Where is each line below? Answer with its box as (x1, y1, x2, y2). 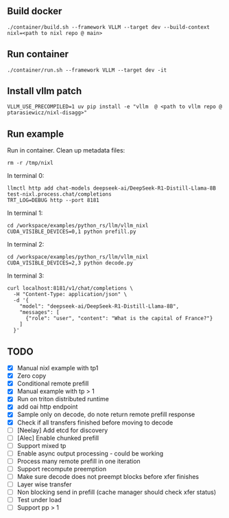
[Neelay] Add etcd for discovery (16, 426, 108, 434)
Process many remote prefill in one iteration (16, 457, 141, 465)
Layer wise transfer (16, 480, 72, 488)
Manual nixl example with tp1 (16, 364, 99, 372)
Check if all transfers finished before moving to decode (16, 418, 173, 427)
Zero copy (16, 372, 47, 380)
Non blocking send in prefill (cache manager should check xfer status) (16, 488, 217, 497)
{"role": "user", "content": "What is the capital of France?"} (25, 315, 213, 322)
